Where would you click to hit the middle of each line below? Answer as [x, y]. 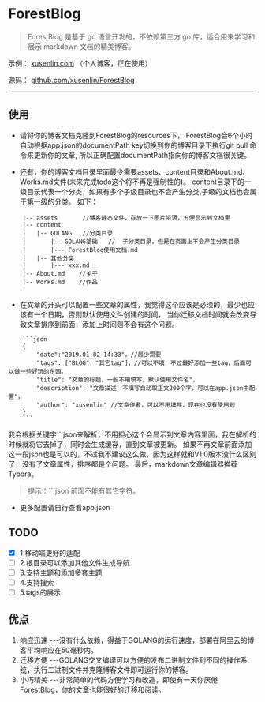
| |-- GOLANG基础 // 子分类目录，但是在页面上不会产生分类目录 [131, 242]
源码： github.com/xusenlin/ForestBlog [72, 80]
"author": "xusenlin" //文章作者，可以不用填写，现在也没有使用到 [136, 405]
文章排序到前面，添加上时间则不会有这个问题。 [103, 324]
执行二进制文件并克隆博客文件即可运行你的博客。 [113, 670]
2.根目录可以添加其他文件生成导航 [75, 562]
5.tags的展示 [40, 592]
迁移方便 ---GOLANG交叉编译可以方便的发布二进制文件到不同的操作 [130, 659]
